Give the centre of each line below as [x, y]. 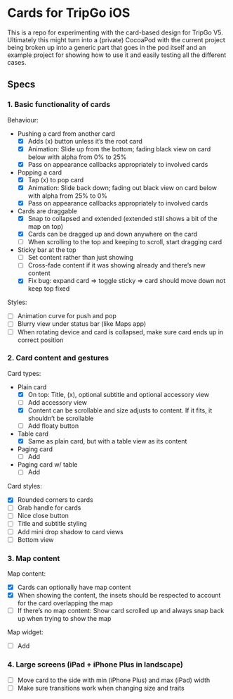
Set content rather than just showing [80, 258]
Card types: [24, 373]
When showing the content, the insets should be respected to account [119, 596]
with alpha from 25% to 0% [67, 196]
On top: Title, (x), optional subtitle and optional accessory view [118, 394]
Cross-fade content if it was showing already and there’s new [116, 265]
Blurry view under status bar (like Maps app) [82, 324]
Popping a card [39, 172]
